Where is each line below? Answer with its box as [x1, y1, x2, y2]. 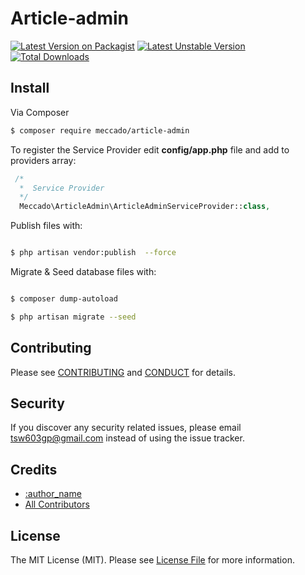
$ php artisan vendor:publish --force [10, 248, 177, 258]
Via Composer [10, 106, 70, 118]
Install [10, 80, 50, 97]
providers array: [10, 154, 77, 166]
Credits [10, 461, 58, 478]
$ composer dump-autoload [10, 294, 118, 304]
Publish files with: [10, 220, 83, 232]
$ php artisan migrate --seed [10, 312, 137, 322]
